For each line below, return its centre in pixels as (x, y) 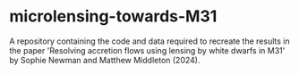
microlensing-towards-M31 (113, 16)
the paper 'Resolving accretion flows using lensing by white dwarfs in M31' (147, 50)
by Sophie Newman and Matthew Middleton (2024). (105, 60)
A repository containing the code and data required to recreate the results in (149, 41)
